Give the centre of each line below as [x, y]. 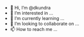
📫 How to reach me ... [34, 29]
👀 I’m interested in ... [32, 13]
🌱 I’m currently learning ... [37, 18]
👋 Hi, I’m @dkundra [30, 8]
